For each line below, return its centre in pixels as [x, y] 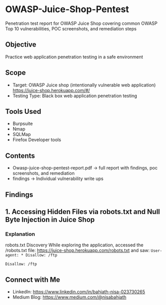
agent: [12, 255]
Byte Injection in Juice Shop [50, 219]
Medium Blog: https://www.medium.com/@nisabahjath [69, 297]
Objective [21, 45]
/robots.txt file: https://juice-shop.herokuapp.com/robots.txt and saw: [77, 250]
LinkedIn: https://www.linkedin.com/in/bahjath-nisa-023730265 [79, 292]
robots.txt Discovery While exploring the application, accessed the [74, 245]
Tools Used [23, 112]
